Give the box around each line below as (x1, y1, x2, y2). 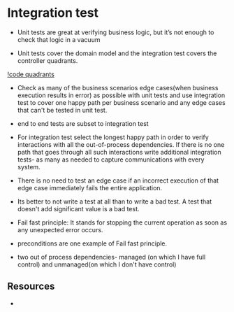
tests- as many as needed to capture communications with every (17, 155, 205, 164)
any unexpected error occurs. (17, 225, 103, 234)
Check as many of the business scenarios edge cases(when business (17, 83, 219, 92)
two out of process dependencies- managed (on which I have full (17, 253, 206, 261)
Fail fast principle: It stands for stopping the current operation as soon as (17, 218, 228, 227)
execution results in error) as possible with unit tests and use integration (17, 91, 226, 99)
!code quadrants (7, 70, 54, 78)
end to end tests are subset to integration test (17, 119, 149, 127)
